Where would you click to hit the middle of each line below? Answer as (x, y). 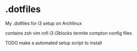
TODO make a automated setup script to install (54, 43)
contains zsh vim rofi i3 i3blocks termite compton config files (69, 33)
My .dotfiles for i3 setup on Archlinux (44, 23)
